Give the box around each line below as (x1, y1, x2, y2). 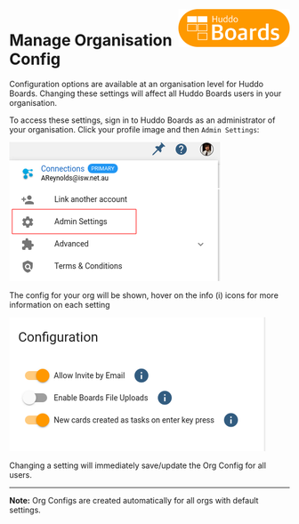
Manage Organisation (9, 30, 173, 51)
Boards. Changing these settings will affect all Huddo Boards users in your (9, 88, 282, 99)
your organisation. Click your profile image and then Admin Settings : (9, 124, 260, 134)
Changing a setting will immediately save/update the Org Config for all (9, 460, 267, 471)
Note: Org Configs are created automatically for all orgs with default (9, 495, 259, 505)
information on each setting (9, 299, 110, 310)
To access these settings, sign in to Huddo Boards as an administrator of (9, 115, 276, 125)
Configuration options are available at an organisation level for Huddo (9, 78, 264, 89)
